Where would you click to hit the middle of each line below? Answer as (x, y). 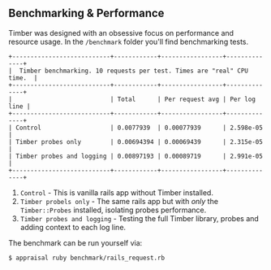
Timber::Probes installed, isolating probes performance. (113, 210)
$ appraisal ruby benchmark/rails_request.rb (86, 258)
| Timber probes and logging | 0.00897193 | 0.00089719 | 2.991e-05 (136, 156)
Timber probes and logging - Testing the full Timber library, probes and (140, 218)
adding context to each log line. (73, 227)
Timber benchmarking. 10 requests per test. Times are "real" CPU (134, 71)
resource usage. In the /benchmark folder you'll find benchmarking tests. (129, 41)
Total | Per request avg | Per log (186, 99)
